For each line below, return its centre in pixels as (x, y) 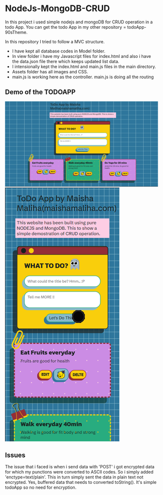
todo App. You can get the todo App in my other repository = (65, 27)
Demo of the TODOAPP (41, 92)
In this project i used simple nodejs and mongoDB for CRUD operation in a (79, 22)
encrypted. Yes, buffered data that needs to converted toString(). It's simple (81, 482)
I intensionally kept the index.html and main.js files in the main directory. (84, 67)
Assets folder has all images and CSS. (50, 71)
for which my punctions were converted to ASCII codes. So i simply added (79, 472)
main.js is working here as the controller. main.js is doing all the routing (83, 77)
